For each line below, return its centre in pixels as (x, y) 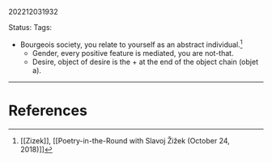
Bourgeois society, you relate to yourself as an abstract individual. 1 (131, 44)
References (48, 111)
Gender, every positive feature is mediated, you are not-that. (133, 53)
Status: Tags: (30, 27)
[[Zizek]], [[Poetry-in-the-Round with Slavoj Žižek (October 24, (125, 140)
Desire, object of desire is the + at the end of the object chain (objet (145, 62)
